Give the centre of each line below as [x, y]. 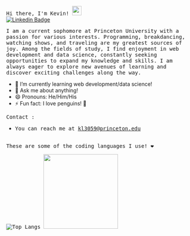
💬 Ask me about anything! [46, 90]
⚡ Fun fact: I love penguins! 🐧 [51, 103]
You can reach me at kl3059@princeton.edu [78, 128]
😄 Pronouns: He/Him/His [46, 97]
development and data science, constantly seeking [82, 55]
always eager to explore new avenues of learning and [86, 66]
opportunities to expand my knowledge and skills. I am [89, 60]
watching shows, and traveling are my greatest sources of [94, 43]
